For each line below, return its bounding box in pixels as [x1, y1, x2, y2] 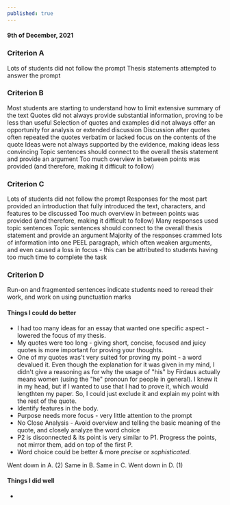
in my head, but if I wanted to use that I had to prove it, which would [16, 382, 209, 391]
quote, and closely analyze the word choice [16, 426, 140, 434]
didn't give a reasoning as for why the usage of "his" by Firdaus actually [16, 367, 220, 375]
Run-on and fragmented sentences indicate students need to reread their [7, 286, 214, 294]
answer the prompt [7, 71, 61, 79]
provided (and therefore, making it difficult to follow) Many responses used [7, 217, 218, 225]
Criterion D [7, 270, 44, 280]
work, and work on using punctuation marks [7, 293, 131, 301]
